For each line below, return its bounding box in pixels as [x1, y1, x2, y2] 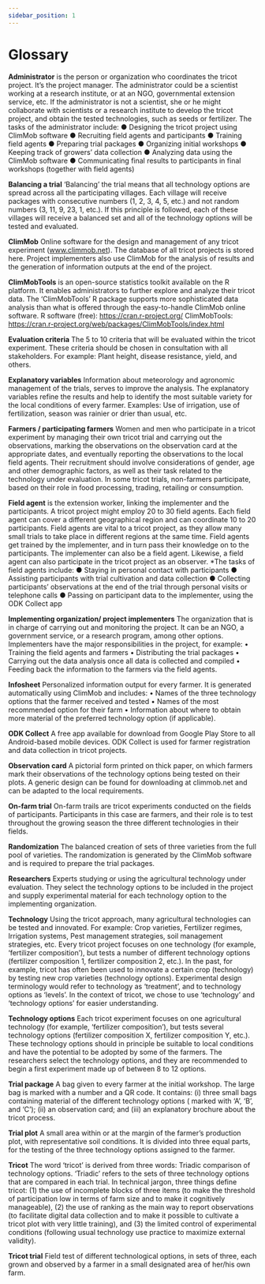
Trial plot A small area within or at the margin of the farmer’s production [8, 1128, 242, 1138]
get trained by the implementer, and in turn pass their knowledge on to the [8, 540, 250, 549]
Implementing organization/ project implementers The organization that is [8, 614, 254, 623]
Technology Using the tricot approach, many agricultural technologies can [8, 914, 251, 924]
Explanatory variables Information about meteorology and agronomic [8, 375, 235, 384]
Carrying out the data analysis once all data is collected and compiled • [8, 656, 241, 665]
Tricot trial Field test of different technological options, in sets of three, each [8, 1251, 257, 1260]
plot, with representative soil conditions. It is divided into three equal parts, [8, 1136, 251, 1146]
